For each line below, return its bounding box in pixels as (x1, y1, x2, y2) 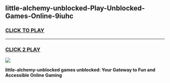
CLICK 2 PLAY (5, 46, 40, 53)
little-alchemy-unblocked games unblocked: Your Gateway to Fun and (5, 66, 156, 72)
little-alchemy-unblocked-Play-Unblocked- (5, 4, 145, 13)
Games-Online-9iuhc (5, 12, 74, 21)
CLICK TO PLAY (5, 27, 45, 34)
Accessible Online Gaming (5, 72, 62, 78)
